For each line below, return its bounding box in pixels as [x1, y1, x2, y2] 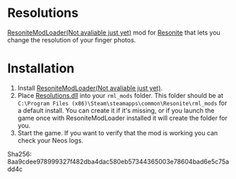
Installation [7, 61, 75, 77]
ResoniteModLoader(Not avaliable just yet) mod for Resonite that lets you [7, 28, 220, 37]
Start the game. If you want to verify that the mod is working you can [17, 128, 218, 137]
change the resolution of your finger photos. [7, 35, 136, 44]
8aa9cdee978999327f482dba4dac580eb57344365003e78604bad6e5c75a [7, 157, 230, 166]
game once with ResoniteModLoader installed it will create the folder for [17, 113, 228, 122]
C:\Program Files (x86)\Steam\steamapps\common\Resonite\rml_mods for [17, 99, 228, 107]
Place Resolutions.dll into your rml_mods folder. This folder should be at [17, 91, 224, 99]
